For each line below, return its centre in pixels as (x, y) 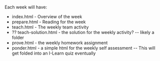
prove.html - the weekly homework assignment (60, 43)
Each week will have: (26, 7)
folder (18, 37)
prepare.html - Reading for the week (49, 22)
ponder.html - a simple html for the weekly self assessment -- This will (83, 48)
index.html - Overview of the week (47, 16)
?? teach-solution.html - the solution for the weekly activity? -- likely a (83, 32)
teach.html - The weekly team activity (50, 27)
